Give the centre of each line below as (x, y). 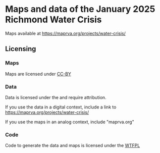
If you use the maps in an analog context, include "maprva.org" (70, 122)
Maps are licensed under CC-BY (38, 74)
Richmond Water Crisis (53, 20)
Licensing (21, 49)
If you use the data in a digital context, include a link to (61, 107)
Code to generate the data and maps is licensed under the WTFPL (73, 146)
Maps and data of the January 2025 (80, 9)
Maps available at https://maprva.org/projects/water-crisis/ (65, 33)
